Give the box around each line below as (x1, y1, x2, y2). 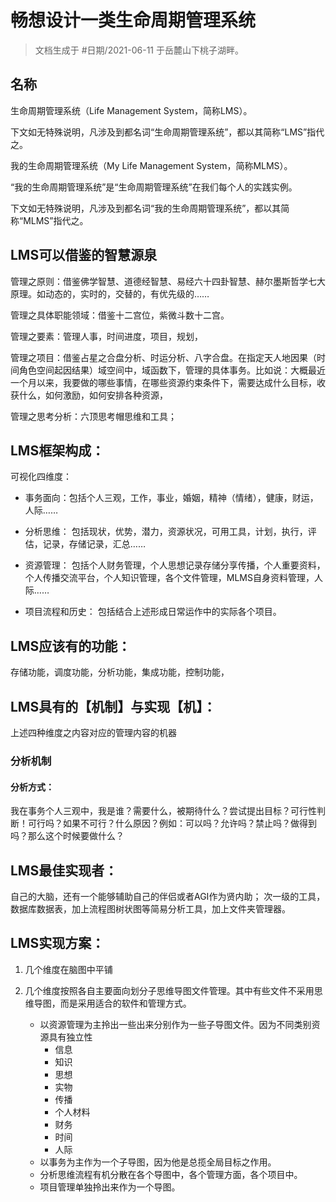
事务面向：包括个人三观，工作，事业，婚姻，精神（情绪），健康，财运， (24, 492, 319, 504)
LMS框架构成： (10, 442, 105, 459)
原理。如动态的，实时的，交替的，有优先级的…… (10, 287, 210, 300)
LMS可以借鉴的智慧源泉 (10, 247, 158, 264)
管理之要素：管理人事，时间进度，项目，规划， (10, 330, 203, 342)
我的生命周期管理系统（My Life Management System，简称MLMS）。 (10, 159, 293, 171)
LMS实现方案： (10, 935, 105, 952)
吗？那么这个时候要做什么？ (10, 830, 125, 842)
